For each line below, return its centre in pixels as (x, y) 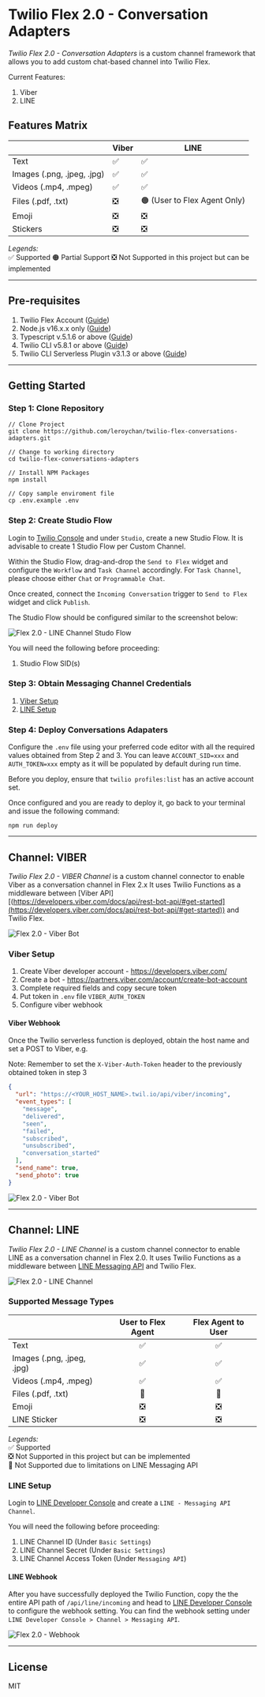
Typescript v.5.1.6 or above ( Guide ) (76, 337)
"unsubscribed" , (49, 1146)
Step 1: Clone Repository (56, 408)
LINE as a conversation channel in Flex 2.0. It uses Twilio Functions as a (125, 1258)
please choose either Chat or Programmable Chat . (87, 578)
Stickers (27, 228)
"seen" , (35, 1124)
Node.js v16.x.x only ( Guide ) (65, 328)
